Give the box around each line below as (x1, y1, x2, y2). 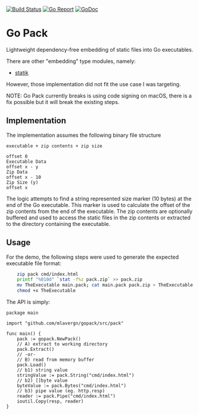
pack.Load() (17, 362, 46, 368)
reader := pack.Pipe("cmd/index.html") (17, 393, 116, 400)
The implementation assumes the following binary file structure (6, 131, 161, 139)
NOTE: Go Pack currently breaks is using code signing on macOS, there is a (6, 92, 192, 99)
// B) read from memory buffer (17, 357, 95, 363)
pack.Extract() (17, 347, 55, 353)
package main (6, 310, 39, 316)
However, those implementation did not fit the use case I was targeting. (6, 80, 181, 87)
